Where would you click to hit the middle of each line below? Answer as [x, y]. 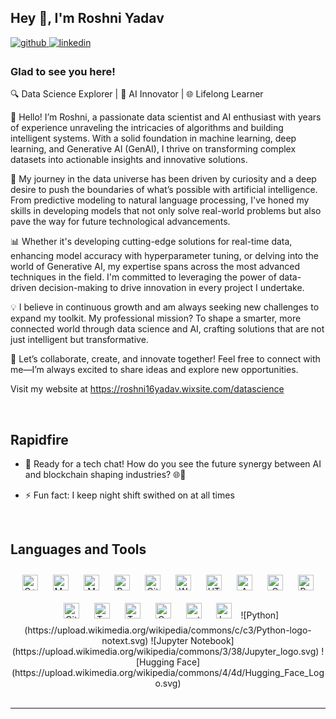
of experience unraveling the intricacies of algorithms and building [147, 128]
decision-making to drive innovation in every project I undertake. [171, 288]
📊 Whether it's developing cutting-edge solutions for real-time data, [151, 242]
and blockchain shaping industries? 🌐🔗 [105, 474]
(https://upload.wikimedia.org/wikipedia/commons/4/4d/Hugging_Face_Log [168, 672]
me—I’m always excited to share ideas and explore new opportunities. [154, 370]
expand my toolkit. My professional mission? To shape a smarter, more [156, 318]
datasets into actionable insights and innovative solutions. [129, 160]
